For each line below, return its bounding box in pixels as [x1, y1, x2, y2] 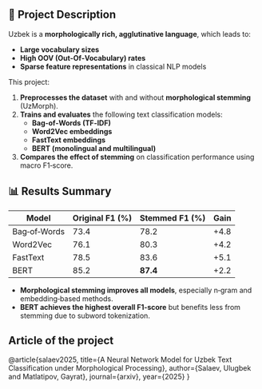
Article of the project [8, 334, 114, 347]
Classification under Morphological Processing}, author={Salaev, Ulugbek [8, 363, 252, 373]
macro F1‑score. [19, 161, 73, 170]
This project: [8, 77, 50, 86]
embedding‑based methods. [19, 293, 113, 304]
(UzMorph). [19, 101, 58, 110]
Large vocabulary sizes [19, 45, 100, 54]
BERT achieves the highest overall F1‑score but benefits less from [19, 302, 241, 312]
